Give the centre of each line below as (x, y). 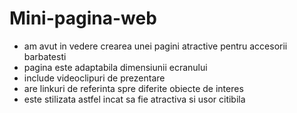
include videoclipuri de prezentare (94, 78)
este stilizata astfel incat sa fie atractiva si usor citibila (134, 99)
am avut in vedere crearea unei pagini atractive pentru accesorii (155, 46)
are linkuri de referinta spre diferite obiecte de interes (133, 88)
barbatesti (45, 56)
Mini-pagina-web (83, 18)
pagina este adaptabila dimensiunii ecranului (115, 67)
